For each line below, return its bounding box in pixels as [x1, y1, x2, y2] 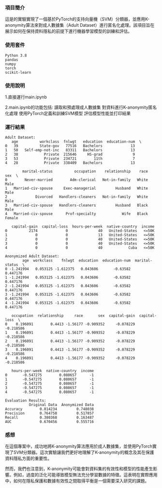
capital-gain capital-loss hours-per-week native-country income [11, 224, 155, 229]
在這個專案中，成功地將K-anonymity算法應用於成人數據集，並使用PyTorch [5, 443, 153, 449]
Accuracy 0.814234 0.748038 [5, 407, 94, 412]
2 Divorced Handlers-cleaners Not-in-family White [5, 195, 148, 199]
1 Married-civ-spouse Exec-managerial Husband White [5, 186, 148, 191]
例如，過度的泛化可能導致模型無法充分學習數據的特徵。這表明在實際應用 [13, 472, 158, 478]
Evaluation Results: [5, 398, 47, 403]
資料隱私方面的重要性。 [5, 455, 52, 461]
